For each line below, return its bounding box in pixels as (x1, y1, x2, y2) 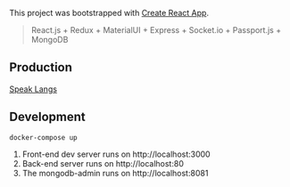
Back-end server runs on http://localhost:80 (21, 158, 185, 168)
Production (9, 60, 73, 75)
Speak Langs (9, 84, 58, 94)
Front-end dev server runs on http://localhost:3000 (21, 149, 211, 159)
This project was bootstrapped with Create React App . (9, 8, 210, 18)
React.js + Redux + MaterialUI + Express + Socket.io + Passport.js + (30, 25, 282, 35)
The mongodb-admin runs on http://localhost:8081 (21, 167, 209, 178)
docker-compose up (9, 133, 78, 142)
